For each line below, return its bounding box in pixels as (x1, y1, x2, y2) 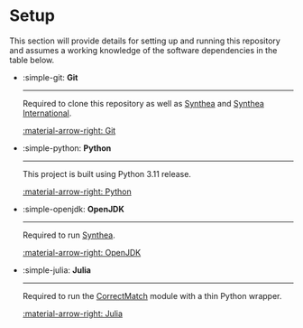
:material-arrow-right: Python (22, 186, 133, 197)
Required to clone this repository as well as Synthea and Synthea (22, 98, 264, 108)
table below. (9, 54, 55, 65)
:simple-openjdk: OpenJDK (22, 203, 124, 214)
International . (22, 108, 72, 118)
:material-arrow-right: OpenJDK (22, 247, 142, 258)
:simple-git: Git (22, 71, 78, 82)
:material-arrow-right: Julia (22, 308, 124, 319)
